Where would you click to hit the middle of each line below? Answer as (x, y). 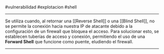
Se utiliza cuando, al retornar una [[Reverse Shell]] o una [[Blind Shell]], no (80, 21)
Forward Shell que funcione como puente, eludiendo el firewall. (69, 42)
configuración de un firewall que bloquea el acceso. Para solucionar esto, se (82, 31)
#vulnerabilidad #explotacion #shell (41, 7)
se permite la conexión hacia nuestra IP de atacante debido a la (69, 26)
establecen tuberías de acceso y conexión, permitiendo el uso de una (75, 36)
